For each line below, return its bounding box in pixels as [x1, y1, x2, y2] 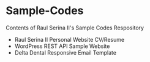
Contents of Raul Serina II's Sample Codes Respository [6, 24, 144, 31]
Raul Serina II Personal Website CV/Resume [14, 36, 125, 43]
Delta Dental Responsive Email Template [14, 48, 117, 56]
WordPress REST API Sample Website [14, 42, 110, 50]
